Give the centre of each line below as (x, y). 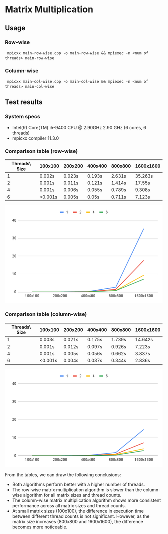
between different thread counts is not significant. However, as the (81, 516)
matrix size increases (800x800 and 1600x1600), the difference (78, 521)
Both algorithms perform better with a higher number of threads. (79, 484)
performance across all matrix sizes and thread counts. (69, 505)
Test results (24, 102)
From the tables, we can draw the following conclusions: (63, 474)
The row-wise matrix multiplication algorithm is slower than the (77, 490)
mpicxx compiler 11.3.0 (36, 138)
